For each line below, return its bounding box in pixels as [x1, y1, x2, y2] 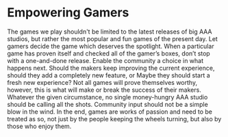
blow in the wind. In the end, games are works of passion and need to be [7, 108, 213, 116]
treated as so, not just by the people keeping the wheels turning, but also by [7, 114, 222, 123]
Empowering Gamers [7, 5, 129, 21]
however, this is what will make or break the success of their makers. [7, 86, 202, 94]
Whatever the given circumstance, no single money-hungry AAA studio [7, 92, 208, 101]
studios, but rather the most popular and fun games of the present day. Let [7, 34, 218, 42]
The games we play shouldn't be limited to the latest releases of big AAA [7, 27, 212, 36]
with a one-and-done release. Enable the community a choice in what [7, 56, 204, 64]
